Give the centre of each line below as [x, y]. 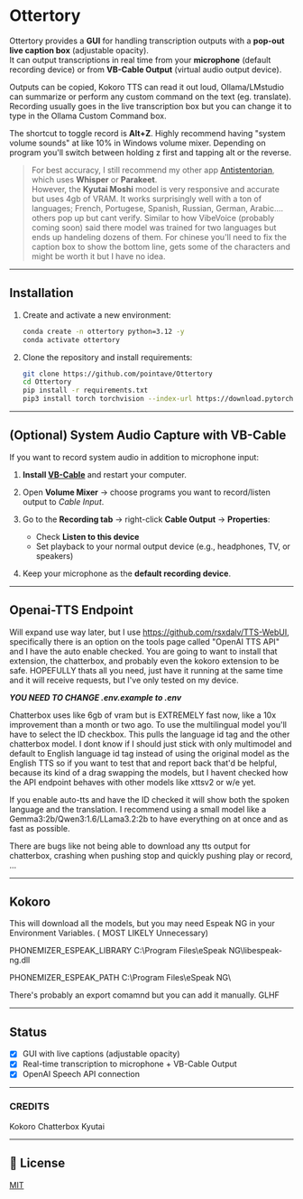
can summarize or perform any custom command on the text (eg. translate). [150, 97]
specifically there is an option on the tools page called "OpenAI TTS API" [144, 641]
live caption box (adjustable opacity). [79, 50]
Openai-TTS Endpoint [71, 610]
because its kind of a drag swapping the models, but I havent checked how [149, 772]
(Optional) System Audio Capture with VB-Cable [148, 436]
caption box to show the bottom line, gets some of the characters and [161, 246]
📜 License [37, 1163]
